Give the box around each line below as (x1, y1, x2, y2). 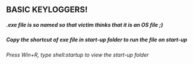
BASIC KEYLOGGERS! (6, 5, 88, 15)
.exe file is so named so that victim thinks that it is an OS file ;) (6, 21, 163, 28)
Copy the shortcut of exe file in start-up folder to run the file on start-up (6, 36, 188, 43)
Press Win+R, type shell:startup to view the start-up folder (6, 51, 149, 58)
